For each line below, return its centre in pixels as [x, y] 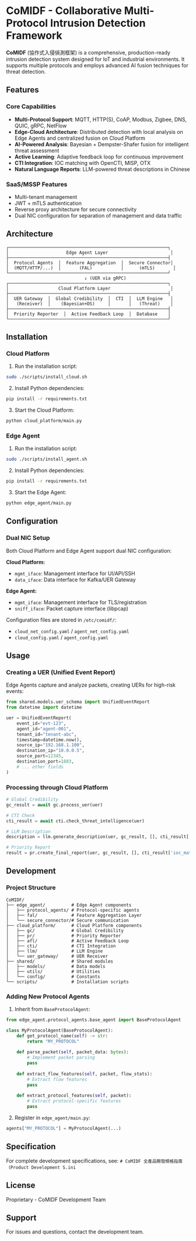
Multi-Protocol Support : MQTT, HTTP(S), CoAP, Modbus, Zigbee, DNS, [101, 119]
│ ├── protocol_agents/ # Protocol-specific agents [73, 910]
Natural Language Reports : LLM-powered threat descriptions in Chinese [102, 169]
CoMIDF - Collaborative [64, 11]
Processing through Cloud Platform [57, 787]
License [21, 1185]
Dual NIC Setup [28, 538]
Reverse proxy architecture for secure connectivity [76, 209]
